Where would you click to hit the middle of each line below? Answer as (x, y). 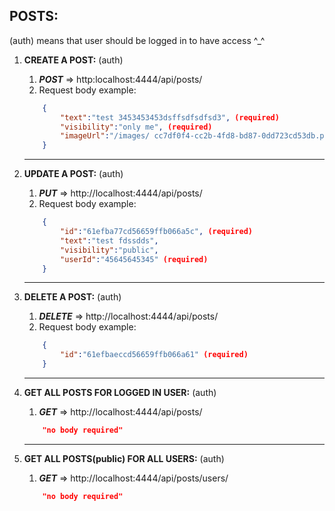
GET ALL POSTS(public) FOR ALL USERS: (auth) (124, 458)
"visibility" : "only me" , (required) (136, 127)
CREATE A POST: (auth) (73, 60)
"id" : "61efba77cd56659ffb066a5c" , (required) (156, 232)
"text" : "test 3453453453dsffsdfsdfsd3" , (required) (170, 117)
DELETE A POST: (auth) (72, 297)
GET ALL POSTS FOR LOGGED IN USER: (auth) (120, 393)
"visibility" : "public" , (109, 250)
